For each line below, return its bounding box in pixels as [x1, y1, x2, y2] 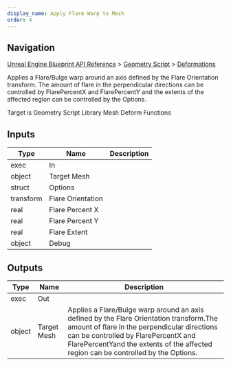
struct [10, 183, 30, 192]
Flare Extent [49, 227, 88, 237]
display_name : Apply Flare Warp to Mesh [7, 10, 125, 17]
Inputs [7, 128, 36, 140]
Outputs [7, 262, 43, 273]
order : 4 [7, 16, 32, 23]
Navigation [7, 42, 55, 54]
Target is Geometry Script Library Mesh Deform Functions [7, 108, 172, 117]
